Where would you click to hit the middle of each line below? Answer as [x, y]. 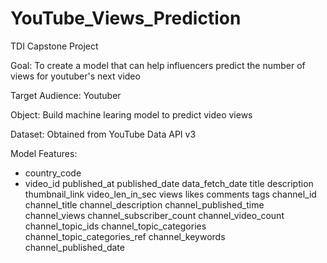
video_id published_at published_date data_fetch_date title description [169, 183]
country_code [53, 173]
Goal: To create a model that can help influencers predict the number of [158, 65]
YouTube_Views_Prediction [126, 18]
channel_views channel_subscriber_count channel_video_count [154, 215]
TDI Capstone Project [54, 46]
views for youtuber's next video [75, 76]
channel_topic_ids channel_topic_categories [115, 226]
